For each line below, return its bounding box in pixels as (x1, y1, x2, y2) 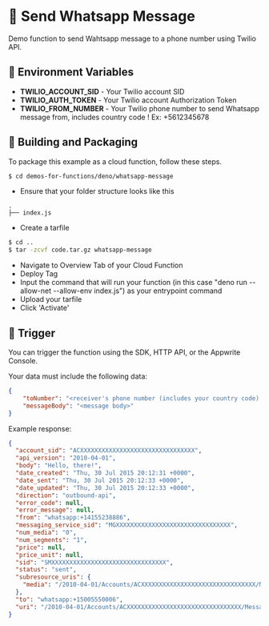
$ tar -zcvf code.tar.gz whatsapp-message (8, 246, 152, 255)
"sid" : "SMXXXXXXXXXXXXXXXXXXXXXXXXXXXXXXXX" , (15, 558, 174, 567)
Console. (8, 356, 38, 365)
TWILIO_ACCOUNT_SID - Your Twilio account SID (19, 86, 185, 96)
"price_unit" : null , (15, 551, 84, 559)
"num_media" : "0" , (15, 528, 78, 536)
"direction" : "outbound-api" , (15, 492, 116, 500)
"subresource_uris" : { (15, 573, 91, 581)
